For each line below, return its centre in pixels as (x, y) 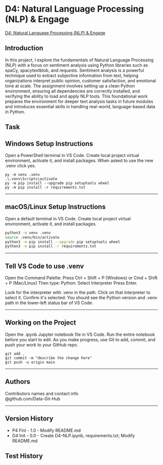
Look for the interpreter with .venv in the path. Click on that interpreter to (78, 292)
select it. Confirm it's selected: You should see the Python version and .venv (81, 298)
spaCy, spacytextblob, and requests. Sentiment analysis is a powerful (74, 70)
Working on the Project (41, 323)
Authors (18, 382)
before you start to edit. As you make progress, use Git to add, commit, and (80, 339)
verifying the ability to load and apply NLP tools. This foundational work (76, 96)
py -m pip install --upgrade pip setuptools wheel (57, 183)
